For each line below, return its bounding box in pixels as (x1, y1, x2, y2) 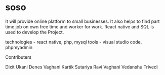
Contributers (5, 54, 32, 60)
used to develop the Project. (5, 29, 64, 35)
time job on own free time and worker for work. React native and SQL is (5, 23, 154, 29)
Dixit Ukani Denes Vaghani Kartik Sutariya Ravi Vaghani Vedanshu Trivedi (5, 64, 158, 70)
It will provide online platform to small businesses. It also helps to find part (5, 18, 160, 24)
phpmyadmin (5, 44, 33, 50)
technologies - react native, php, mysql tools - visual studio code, (5, 39, 142, 45)
